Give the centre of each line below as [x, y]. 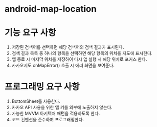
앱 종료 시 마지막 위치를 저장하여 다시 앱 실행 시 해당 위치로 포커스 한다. [79, 59]
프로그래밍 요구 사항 [42, 87]
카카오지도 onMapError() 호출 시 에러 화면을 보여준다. [63, 65]
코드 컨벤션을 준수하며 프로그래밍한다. [48, 120]
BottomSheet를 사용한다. [36, 101]
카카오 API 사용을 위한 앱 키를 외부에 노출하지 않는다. [62, 108]
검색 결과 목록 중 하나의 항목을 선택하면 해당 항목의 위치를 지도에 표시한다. [82, 53]
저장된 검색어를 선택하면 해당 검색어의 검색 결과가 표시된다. [68, 47]
